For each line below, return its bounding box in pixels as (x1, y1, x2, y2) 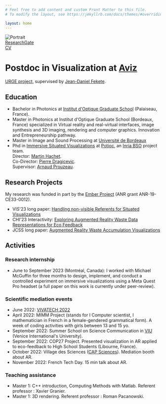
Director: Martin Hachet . (12, 153, 62, 159)
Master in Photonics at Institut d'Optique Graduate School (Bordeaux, (12, 117, 154, 123)
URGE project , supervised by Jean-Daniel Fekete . (5, 79, 106, 85)
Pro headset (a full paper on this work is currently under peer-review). (12, 283, 155, 289)
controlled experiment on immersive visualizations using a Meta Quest (12, 278, 156, 284)
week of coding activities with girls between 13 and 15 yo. (12, 322, 130, 328)
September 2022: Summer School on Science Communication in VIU (12, 327, 152, 334)
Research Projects (5, 178, 63, 186)
